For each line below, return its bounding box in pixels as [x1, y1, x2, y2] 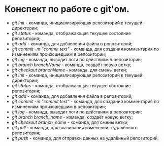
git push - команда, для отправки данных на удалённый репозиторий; [11, 135, 159, 141]
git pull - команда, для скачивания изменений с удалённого [11, 124, 138, 130]
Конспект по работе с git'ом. [4, 3, 130, 15]
